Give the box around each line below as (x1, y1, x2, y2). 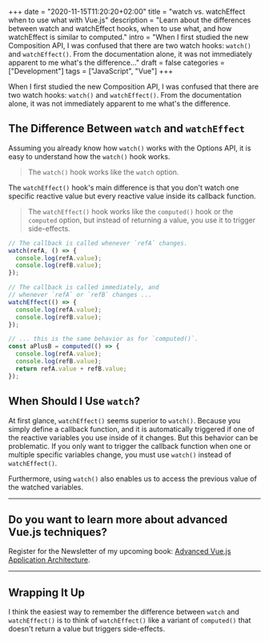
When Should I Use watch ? (8, 395, 141, 408)
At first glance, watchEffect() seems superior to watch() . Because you (8, 415, 241, 425)
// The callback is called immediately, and (8, 283, 159, 291)
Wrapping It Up (8, 586, 86, 599)
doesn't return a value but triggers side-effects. (8, 624, 166, 634)
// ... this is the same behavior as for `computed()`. (8, 335, 199, 343)
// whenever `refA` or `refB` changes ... (8, 291, 152, 299)
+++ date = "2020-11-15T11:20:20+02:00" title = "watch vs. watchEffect (8, 7, 246, 16)
